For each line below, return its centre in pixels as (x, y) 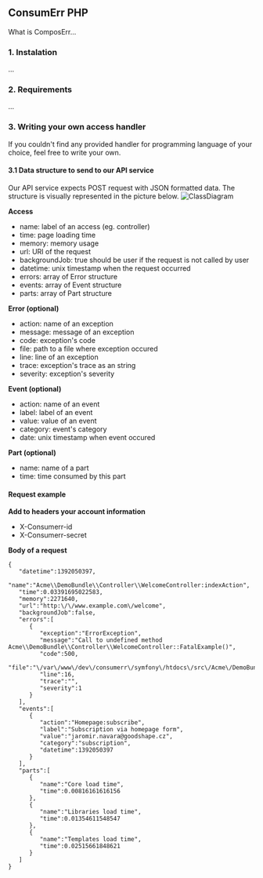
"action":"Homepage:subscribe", (92, 723)
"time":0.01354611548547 (80, 819)
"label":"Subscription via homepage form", (112, 730)
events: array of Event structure (70, 285)
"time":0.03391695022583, (61, 592)
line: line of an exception (59, 357)
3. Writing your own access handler (77, 127)
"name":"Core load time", (82, 785)
